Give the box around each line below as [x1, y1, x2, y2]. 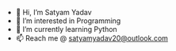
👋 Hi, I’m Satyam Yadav [15, 8, 93, 17]
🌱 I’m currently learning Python [15, 25, 117, 33]
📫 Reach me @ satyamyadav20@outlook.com [15, 33, 169, 43]
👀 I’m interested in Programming [15, 16, 121, 25]
